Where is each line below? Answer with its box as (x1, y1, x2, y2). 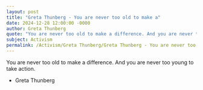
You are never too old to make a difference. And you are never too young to (6, 58, 194, 66)
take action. (6, 65, 36, 72)
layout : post (6, 8, 39, 15)
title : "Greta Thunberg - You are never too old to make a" (6, 14, 161, 20)
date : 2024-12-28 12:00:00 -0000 (6, 20, 91, 26)
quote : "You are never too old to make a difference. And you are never (6, 31, 193, 37)
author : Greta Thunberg (6, 25, 66, 32)
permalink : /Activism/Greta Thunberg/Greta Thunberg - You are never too (6, 43, 196, 49)
